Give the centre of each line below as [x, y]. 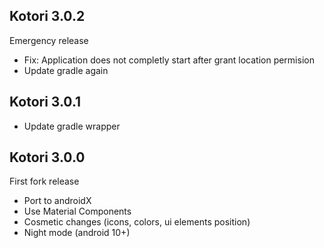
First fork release [44, 181]
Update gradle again [66, 70]
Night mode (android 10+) [77, 233]
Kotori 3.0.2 [47, 16]
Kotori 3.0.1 [45, 102]
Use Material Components [77, 211]
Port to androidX [57, 201]
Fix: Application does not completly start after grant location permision [169, 60]
